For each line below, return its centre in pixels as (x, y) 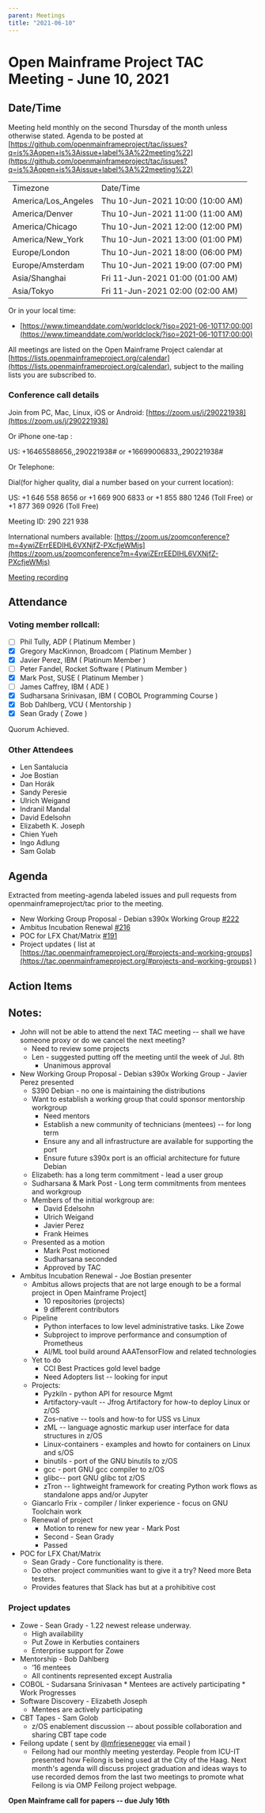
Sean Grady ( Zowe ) (53, 713)
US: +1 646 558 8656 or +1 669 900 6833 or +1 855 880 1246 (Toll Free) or (131, 497)
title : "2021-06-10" (42, 23)
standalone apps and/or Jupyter (96, 1495)
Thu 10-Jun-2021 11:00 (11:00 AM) (172, 213)
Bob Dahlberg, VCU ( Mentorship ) (76, 704)
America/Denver (43, 213)
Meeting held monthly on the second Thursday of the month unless (118, 127)
